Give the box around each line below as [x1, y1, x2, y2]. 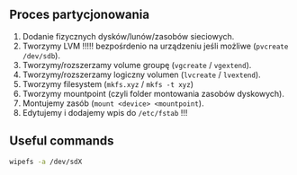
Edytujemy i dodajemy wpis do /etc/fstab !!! [22, 107, 188, 118]
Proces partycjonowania [9, 7, 150, 22]
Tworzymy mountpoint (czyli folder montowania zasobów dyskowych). [22, 88, 285, 99]
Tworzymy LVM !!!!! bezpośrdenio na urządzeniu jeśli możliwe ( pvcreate [22, 40, 289, 51]
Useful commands [9, 134, 114, 149]
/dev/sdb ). [22, 49, 61, 61]
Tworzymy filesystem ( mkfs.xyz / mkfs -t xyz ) [22, 78, 194, 89]
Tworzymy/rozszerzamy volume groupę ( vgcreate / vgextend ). [22, 59, 252, 70]
